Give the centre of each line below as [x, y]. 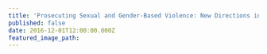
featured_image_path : [44, 38]
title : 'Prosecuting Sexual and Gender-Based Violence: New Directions [129, 15]
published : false [37, 23]
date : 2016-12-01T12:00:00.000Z [62, 30]
